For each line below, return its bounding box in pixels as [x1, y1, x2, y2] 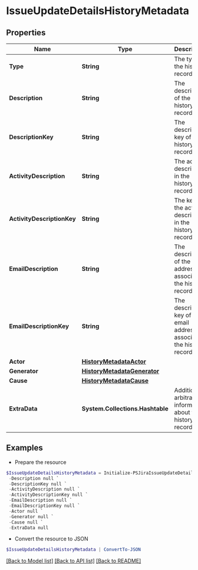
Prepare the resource [14, 458, 67, 466]
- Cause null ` [8, 519, 44, 525]
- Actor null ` [8, 508, 44, 514]
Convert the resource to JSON [14, 535, 88, 542]
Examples [6, 443, 43, 453]
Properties [6, 28, 46, 38]
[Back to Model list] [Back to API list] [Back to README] [6, 558, 141, 565]
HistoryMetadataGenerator [81, 367, 160, 375]
